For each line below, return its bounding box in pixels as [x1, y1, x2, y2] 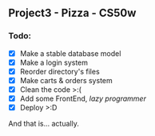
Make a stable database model [19, 48, 121, 58]
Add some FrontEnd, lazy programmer [19, 94, 146, 103]
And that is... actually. [8, 119, 80, 129]
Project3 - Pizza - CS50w [8, 6, 137, 20]
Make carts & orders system [19, 75, 113, 85]
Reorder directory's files [19, 66, 100, 76]
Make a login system [19, 58, 89, 67]
